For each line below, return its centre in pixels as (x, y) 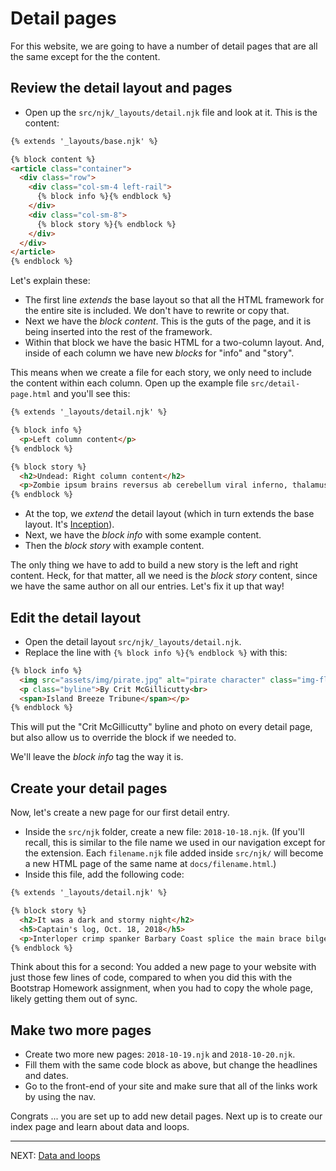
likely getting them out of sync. (74, 999)
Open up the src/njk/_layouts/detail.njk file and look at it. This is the (171, 112)
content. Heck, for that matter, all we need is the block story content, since (164, 576)
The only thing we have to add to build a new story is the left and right (154, 565)
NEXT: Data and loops (55, 1156)
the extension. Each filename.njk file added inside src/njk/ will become (174, 853)
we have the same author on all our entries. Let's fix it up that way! (147, 586)
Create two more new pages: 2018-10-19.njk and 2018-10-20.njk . (160, 1054)
